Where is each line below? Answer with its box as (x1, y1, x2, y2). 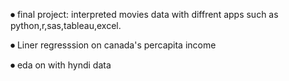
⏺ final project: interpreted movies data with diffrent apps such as (10, 9, 279, 20)
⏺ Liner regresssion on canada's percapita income (10, 39, 217, 51)
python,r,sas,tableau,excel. (10, 20, 122, 31)
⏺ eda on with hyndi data (10, 59, 112, 71)
